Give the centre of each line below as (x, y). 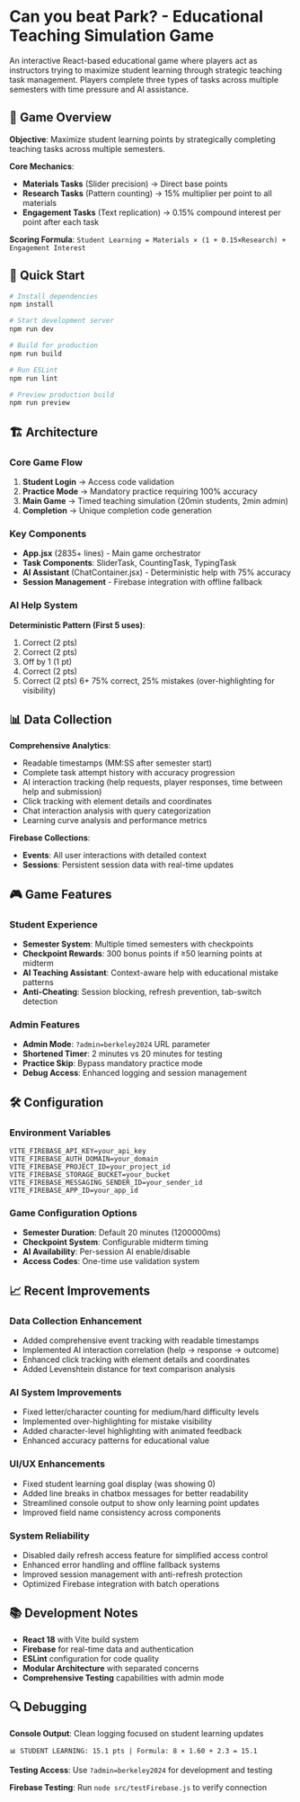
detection (40, 1001)
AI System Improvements (66, 1392)
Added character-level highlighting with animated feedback (132, 1431)
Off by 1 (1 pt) (47, 661)
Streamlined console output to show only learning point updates (141, 1502)
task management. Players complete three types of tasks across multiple (144, 79)
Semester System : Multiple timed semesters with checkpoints (138, 944)
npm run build (36, 354)
